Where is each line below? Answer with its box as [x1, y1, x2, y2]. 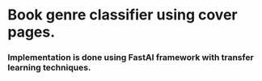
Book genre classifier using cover [7, 6, 238, 24]
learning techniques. [7, 62, 91, 74]
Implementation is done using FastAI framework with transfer [7, 52, 254, 63]
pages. [7, 23, 56, 41]
